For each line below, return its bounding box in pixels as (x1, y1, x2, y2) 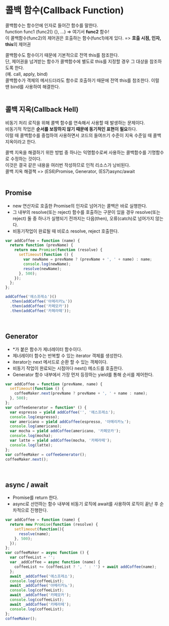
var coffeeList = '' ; (10, 555, 55, 560)
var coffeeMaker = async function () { (5, 550, 89, 555)
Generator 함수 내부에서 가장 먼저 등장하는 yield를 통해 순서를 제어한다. (12, 371, 154, 377)
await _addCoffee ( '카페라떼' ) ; (10, 602, 72, 607)
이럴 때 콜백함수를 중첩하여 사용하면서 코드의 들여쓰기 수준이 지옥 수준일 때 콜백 (5, 132, 161, 138)
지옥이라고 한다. (5, 139, 37, 145)
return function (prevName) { (10, 243, 73, 248)
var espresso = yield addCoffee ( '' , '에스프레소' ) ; (10, 410, 116, 415)
